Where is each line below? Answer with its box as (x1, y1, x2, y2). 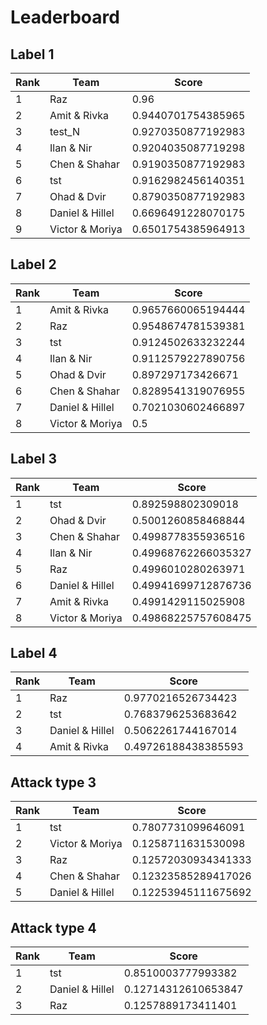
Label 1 (10, 46, 55, 63)
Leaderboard (10, 6, 120, 29)
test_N (49, 125, 80, 138)
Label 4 (10, 645, 58, 662)
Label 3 (10, 451, 58, 468)
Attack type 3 (10, 774, 97, 791)
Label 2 (10, 256, 57, 273)
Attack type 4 (10, 919, 97, 936)
